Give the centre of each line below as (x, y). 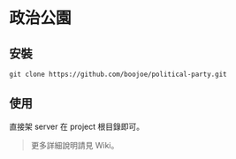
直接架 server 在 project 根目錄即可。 (76, 126)
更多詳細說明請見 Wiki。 (75, 145)
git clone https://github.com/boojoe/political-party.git (118, 74)
